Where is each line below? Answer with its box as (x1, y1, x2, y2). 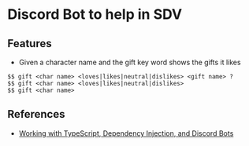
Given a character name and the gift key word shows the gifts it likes (18, 57, 241, 67)
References (7, 108, 65, 121)
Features (7, 37, 52, 50)
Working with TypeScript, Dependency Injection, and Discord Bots (18, 128, 234, 138)
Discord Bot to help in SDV (7, 5, 183, 24)
